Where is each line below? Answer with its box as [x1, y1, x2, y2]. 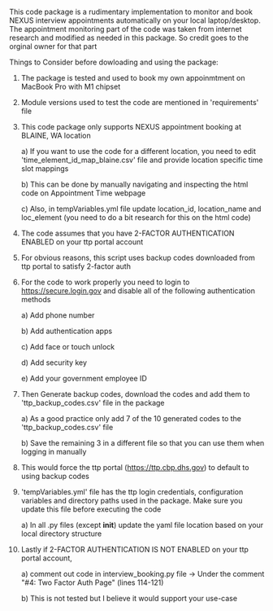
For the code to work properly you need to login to [20, 277, 190, 287]
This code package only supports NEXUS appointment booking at [20, 122, 242, 131]
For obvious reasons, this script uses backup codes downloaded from [20, 253, 255, 262]
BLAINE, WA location [20, 130, 92, 140]
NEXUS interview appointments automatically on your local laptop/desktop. [9, 15, 261, 25]
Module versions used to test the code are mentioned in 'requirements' [20, 98, 259, 107]
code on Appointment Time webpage [20, 188, 146, 198]
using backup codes [20, 472, 90, 481]
